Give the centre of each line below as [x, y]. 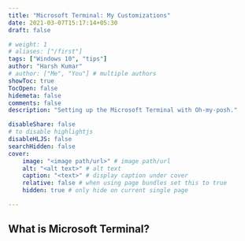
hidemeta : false [35, 95]
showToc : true [32, 81]
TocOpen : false [33, 88]
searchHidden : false [42, 146]
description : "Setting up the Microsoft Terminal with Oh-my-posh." [123, 110]
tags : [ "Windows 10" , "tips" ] [58, 59]
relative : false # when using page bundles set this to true [124, 183]
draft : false [30, 30]
